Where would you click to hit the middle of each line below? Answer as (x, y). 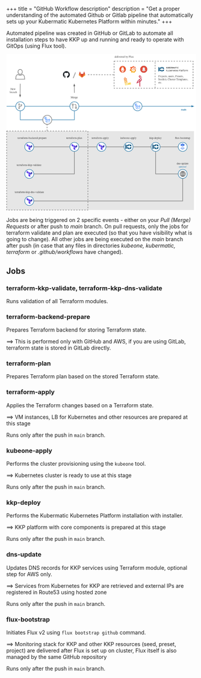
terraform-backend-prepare (48, 316)
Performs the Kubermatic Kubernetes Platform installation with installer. (95, 516)
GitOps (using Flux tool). (36, 46)
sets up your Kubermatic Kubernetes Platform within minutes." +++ (89, 21)
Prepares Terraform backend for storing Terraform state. (76, 330)
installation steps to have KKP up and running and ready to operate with (95, 39)
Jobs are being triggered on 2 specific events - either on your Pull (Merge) (99, 220)
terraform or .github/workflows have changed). (65, 252)
